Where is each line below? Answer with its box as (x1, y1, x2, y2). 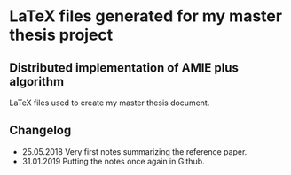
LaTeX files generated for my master (9, 6, 282, 27)
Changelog (9, 123, 72, 138)
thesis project (9, 25, 114, 45)
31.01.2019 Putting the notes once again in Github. (21, 156, 206, 166)
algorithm (9, 73, 65, 89)
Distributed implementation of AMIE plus (9, 60, 240, 75)
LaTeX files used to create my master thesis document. (9, 97, 210, 108)
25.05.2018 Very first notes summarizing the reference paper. (21, 146, 248, 156)
